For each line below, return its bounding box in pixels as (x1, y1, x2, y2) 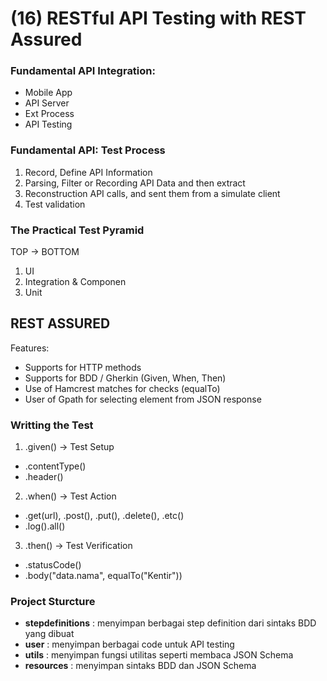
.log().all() (24, 520, 66, 532)
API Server (24, 97, 70, 109)
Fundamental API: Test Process (10, 143, 166, 157)
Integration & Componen (24, 276, 127, 288)
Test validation (24, 198, 86, 210)
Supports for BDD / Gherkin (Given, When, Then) (24, 372, 227, 384)
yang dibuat (24, 628, 75, 640)
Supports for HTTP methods (24, 361, 142, 373)
